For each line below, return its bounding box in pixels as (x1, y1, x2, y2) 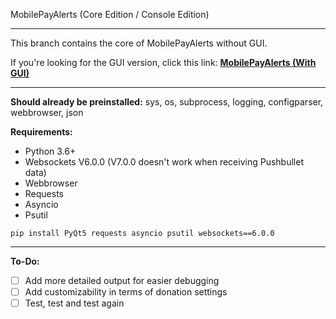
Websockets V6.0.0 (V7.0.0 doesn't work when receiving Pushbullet (24, 156, 304, 168)
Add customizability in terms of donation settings (24, 286, 228, 298)
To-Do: (10, 255, 40, 267)
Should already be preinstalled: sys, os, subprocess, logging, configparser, (10, 96, 324, 108)
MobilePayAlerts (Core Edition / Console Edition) (10, 9, 210, 20)
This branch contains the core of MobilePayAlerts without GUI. (10, 37, 268, 49)
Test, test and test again (24, 297, 125, 309)
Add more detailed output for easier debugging (24, 275, 220, 286)
